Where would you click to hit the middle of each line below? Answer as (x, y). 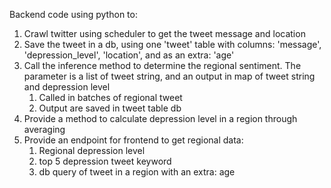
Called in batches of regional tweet (110, 97)
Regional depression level (92, 150)
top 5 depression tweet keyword (105, 161)
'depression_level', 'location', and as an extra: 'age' (129, 55)
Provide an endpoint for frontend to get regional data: (133, 140)
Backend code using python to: (73, 14)
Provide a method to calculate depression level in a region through (160, 118)
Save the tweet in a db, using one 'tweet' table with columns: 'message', (172, 44)
